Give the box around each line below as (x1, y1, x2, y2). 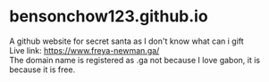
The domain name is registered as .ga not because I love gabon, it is (9, 54, 261, 65)
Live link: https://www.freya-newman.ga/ (9, 45, 160, 55)
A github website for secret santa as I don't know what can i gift (9, 36, 244, 46)
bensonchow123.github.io (9, 6, 208, 27)
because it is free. (9, 64, 76, 75)
